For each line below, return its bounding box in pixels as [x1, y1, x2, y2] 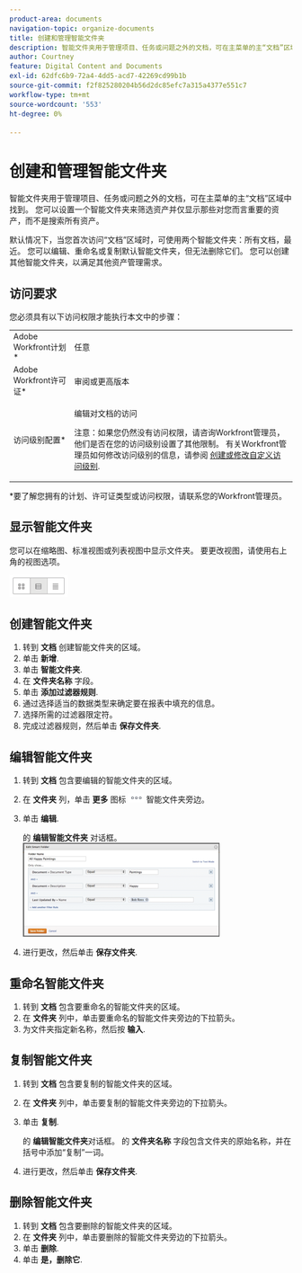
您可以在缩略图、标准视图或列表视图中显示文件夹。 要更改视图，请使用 [9, 545, 271, 556]
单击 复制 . [22, 1116, 59, 1127]
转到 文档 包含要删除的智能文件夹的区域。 [22, 1220, 177, 1231]
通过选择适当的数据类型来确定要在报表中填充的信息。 [22, 698, 220, 709]
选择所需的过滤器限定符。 [22, 709, 118, 720]
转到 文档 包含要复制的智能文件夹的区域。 [22, 1078, 177, 1089]
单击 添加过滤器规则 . [22, 687, 99, 698]
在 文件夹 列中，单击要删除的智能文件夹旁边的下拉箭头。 [22, 1232, 232, 1242]
